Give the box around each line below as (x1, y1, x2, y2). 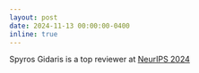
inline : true (9, 29, 58, 38)
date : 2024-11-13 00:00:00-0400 (9, 21, 130, 30)
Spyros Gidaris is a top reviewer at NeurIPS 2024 (9, 54, 191, 65)
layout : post (9, 12, 58, 22)
